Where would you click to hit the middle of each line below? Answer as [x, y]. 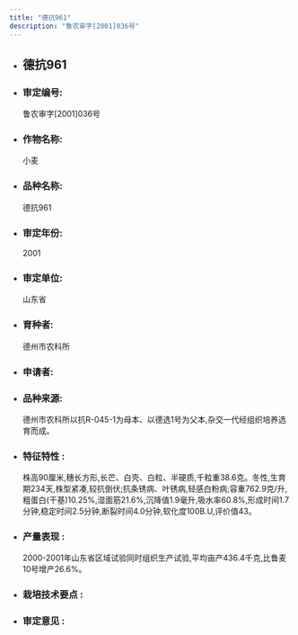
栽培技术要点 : [53, 595]
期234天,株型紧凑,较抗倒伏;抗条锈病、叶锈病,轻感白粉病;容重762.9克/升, [155, 489]
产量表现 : [44, 537]
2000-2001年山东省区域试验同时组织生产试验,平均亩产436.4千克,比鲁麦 [154, 558]
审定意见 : [44, 622]
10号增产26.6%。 [54, 569]
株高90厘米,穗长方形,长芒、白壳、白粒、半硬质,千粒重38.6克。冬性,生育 [154, 478]
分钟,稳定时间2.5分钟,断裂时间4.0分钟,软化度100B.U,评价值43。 [139, 511]
